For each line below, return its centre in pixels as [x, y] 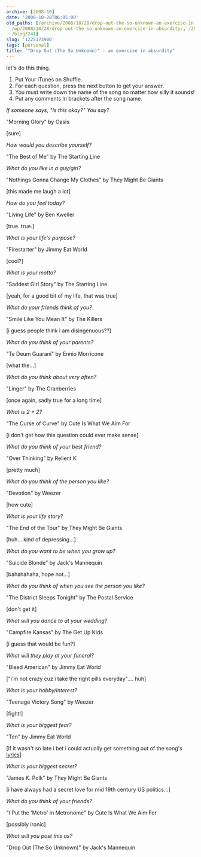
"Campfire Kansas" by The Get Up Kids [55, 632]
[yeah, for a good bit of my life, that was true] [62, 296]
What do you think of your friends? [49, 801]
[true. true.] [20, 226]
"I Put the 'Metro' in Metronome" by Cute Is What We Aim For [82, 813]
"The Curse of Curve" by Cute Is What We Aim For [68, 423]
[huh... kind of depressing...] [41, 539]
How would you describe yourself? [49, 145]
